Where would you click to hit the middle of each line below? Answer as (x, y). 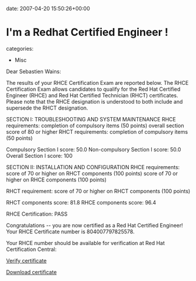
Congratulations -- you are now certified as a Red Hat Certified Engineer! (95, 225)
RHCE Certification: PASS (37, 214)
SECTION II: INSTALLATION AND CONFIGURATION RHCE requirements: (93, 167)
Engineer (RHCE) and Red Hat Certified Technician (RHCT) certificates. (92, 95)
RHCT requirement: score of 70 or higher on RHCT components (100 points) (98, 191)
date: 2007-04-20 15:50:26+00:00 (48, 9)
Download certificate (31, 272)
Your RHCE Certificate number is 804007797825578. (70, 232)
